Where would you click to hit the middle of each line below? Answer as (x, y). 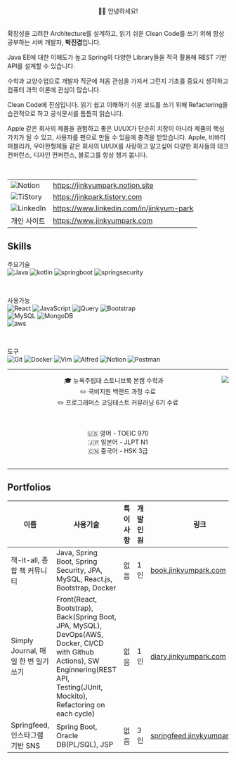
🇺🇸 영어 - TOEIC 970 (118, 433)
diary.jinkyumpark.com (188, 656)
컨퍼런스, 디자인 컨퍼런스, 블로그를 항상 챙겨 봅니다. (78, 155)
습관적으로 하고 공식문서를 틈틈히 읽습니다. (66, 113)
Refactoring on (80, 704)
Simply (22, 640)
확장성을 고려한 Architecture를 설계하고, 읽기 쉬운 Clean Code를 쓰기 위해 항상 (116, 33)
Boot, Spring (77, 561)
